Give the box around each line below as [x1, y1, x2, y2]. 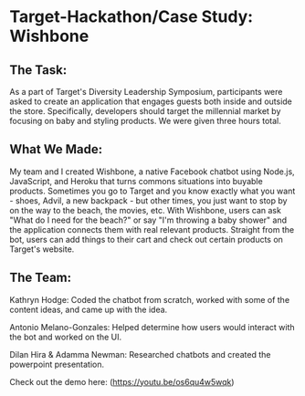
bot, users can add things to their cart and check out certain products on [9, 234, 283, 245]
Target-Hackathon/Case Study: [9, 6, 254, 27]
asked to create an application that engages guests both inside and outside [9, 96, 292, 107]
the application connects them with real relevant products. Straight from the [9, 224, 295, 234]
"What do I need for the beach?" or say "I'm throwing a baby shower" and [9, 214, 288, 225]
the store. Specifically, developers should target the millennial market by [9, 106, 281, 116]
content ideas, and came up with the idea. [9, 304, 168, 315]
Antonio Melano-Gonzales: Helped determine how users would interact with [9, 321, 295, 332]
